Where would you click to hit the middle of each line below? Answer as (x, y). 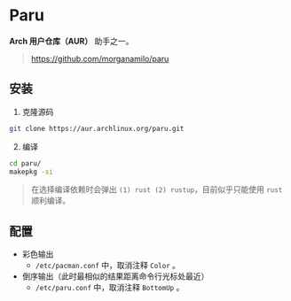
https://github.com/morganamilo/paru (100, 58)
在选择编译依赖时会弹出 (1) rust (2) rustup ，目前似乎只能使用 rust (157, 189)
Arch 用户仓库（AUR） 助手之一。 (71, 41)
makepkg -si (31, 172)
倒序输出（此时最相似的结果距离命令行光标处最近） (115, 276)
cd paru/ (25, 163)
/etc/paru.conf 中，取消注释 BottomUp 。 (110, 288)
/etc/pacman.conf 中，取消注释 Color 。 (107, 266)
